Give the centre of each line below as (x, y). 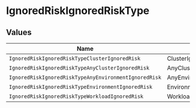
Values (19, 32)
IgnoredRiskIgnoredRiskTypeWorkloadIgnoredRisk (76, 97)
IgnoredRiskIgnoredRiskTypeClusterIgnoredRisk (75, 59)
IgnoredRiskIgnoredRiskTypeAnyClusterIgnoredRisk (79, 68)
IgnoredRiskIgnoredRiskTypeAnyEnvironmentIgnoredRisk (85, 77)
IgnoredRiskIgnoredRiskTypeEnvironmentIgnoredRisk (81, 87)
